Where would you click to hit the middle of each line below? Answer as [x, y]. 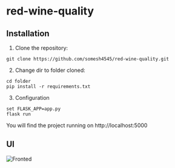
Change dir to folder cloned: [50, 70]
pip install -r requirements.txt [48, 86]
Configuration [32, 98]
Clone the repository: [41, 48]
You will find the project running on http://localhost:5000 [77, 125]
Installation [28, 34]
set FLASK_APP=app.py [34, 109]
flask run [19, 114]
